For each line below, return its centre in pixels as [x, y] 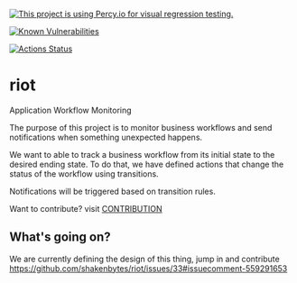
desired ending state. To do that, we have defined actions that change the [147, 164]
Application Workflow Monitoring [71, 110]
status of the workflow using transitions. [84, 173]
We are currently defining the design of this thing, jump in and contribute [144, 259]
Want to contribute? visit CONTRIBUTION [86, 208]
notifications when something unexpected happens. [106, 137]
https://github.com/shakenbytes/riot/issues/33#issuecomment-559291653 [148, 268]
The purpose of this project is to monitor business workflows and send [141, 127]
